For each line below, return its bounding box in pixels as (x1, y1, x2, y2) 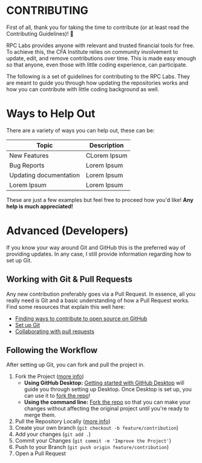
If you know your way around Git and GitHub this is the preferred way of (6, 244, 186, 251)
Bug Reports (9, 161, 45, 169)
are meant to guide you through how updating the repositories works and (6, 79, 189, 86)
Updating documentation (9, 170, 80, 179)
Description (90, 141, 124, 149)
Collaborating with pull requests (15, 328, 95, 335)
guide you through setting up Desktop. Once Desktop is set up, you (24, 386, 192, 393)
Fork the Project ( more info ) (15, 373, 85, 380)
